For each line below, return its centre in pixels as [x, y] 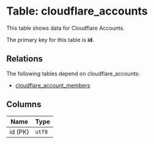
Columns [24, 105]
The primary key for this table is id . [50, 39]
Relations [25, 59]
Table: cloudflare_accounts [77, 11]
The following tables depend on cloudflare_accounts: [73, 74]
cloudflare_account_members [53, 85]
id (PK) [19, 132]
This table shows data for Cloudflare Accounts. [66, 28]
